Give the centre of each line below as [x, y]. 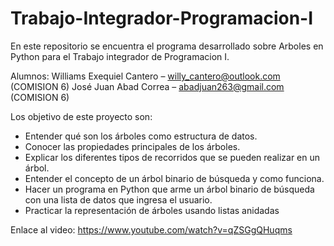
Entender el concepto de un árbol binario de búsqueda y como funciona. [174, 178]
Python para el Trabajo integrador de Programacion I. [120, 56]
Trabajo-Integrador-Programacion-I [162, 18]
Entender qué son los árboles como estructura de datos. [141, 136]
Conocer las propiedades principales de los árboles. [132, 146]
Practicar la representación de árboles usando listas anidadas [152, 210]
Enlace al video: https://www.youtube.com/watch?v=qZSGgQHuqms [151, 229]
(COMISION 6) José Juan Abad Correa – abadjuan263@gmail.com [147, 86]
